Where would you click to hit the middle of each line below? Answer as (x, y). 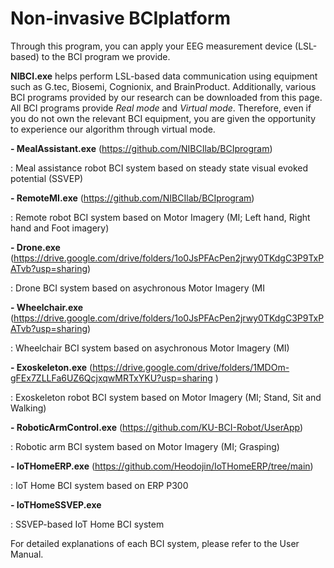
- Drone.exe (35, 247)
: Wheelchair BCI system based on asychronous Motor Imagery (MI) (150, 348)
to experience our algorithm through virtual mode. (113, 129)
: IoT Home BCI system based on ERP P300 (99, 485)
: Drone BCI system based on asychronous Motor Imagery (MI (138, 288)
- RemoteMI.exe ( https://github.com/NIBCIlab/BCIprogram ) (132, 198)
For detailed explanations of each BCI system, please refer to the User (155, 543)
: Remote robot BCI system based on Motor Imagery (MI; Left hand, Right (160, 217)
